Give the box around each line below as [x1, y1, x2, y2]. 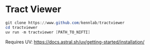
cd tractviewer [5, 25, 38, 30]
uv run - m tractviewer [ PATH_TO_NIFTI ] [5, 29, 91, 35]
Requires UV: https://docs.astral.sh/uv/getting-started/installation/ [5, 39, 145, 45]
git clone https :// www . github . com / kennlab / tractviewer [5, 20, 125, 25]
